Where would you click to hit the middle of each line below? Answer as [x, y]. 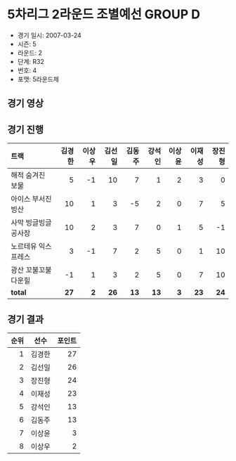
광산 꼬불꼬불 [31, 270]
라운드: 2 [29, 53]
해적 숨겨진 [28, 175]
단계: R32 [31, 61]
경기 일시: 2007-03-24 [50, 35]
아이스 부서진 [31, 199]
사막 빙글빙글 [31, 223]
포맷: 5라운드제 [38, 79]
